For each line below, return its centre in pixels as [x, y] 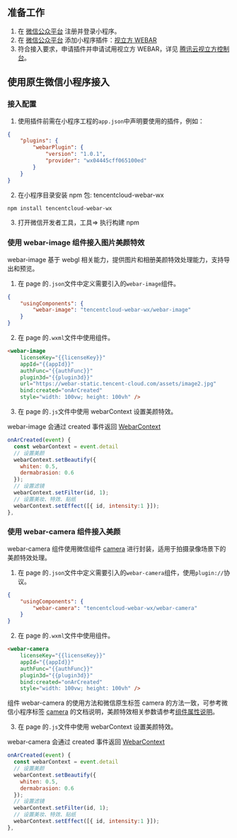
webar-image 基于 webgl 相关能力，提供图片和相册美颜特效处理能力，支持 [116, 259]
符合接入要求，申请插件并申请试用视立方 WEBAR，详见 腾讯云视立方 [117, 49]
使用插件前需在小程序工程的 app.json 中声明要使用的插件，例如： [111, 121]
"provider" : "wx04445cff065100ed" [96, 161]
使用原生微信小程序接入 [58, 83]
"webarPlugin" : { [58, 147]
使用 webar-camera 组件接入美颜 [64, 532]
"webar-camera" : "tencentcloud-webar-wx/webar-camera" [115, 608]
